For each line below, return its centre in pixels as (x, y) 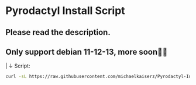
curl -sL (16, 77)
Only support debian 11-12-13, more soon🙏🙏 (87, 52)
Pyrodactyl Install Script (65, 11)
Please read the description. (58, 32)
